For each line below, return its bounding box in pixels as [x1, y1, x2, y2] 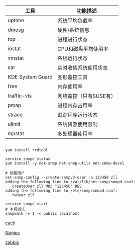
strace [8, 111, 23, 118]
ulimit [8, 121, 21, 127]
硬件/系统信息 [57, 27, 90, 33]
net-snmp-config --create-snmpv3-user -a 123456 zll [5, 175, 118, 180]
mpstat [8, 130, 24, 137]
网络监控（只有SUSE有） [57, 93, 116, 100]
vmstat [8, 55, 24, 61]
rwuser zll [12, 193, 35, 198]
